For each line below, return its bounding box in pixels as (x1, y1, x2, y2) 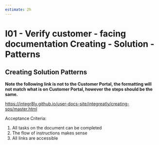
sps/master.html (5, 106, 37, 112)
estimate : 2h (5, 7, 32, 12)
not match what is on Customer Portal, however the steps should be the (5, 86, 153, 92)
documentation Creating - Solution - (5, 38, 155, 49)
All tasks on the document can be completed (12, 125, 102, 130)
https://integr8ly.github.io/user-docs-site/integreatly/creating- (5, 101, 130, 107)
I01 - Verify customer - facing (5, 28, 126, 39)
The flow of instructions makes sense (12, 130, 88, 136)
